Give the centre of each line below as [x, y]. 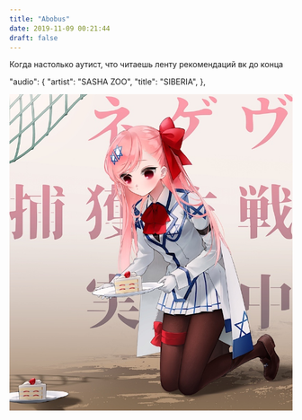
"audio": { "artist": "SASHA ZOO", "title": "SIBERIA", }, [108, 82]
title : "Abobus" [40, 19]
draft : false [34, 38]
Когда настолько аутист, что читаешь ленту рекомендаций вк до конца [147, 65]
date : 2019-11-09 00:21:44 [60, 28]
